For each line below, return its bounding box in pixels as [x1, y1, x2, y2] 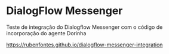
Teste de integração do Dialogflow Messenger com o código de [6, 23, 163, 31]
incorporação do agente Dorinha [6, 29, 87, 36]
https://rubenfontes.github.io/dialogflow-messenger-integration [6, 41, 163, 48]
